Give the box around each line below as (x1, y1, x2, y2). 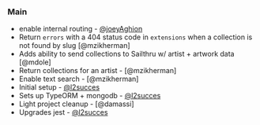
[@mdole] (18, 57, 52, 67)
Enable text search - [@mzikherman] (18, 74, 139, 84)
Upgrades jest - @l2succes (18, 108, 108, 117)
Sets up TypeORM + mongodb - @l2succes (18, 91, 161, 101)
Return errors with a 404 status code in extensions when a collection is (18, 32, 253, 42)
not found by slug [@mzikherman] (18, 41, 131, 50)
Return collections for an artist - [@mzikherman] (18, 66, 177, 75)
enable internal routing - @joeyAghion (18, 24, 143, 34)
